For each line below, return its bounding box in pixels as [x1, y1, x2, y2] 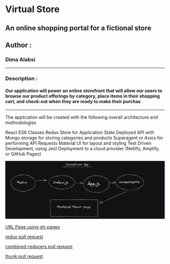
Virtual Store [5, 4, 60, 15]
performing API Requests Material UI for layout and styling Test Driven [5, 140, 152, 146]
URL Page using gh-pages [5, 224, 60, 230]
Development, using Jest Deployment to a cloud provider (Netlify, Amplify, [5, 146, 160, 152]
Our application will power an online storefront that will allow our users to [5, 87, 163, 94]
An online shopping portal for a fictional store [5, 24, 152, 32]
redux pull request [5, 234, 44, 240]
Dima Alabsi [5, 56, 35, 63]
